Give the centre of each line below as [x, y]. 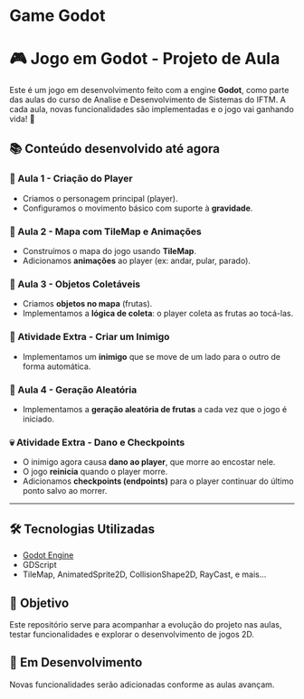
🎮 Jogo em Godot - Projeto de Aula [145, 59]
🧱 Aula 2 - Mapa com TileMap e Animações [105, 231]
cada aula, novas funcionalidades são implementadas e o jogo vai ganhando [152, 109]
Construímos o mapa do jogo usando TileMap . [109, 251]
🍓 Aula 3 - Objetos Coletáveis [75, 284]
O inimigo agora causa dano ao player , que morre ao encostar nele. [149, 462]
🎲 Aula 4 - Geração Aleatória [73, 390]
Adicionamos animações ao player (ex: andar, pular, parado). [137, 261]
